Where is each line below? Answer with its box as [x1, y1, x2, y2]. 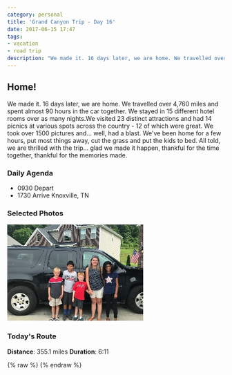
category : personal [7, 11, 64, 18]
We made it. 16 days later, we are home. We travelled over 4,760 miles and [7, 99, 219, 108]
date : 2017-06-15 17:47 [7, 26, 76, 32]
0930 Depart [17, 184, 54, 192]
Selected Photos [7, 208, 64, 218]
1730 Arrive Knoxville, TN [17, 191, 90, 200]
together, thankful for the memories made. [7, 151, 128, 159]
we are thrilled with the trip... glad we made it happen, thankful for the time [7, 144, 220, 152]
